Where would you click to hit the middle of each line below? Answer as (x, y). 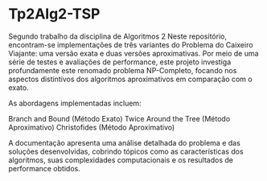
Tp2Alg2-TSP (54, 14)
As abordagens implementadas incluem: (75, 103)
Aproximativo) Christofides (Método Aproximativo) (92, 127)
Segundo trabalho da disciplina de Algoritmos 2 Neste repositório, (118, 36)
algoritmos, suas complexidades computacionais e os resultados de (121, 160)
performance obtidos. (44, 168)
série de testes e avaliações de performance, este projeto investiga (120, 62)
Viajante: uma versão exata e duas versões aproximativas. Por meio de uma (133, 53)
